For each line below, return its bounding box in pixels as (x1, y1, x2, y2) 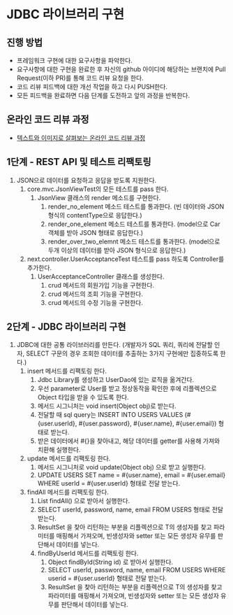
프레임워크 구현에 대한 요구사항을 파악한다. (16, 57, 133, 64)
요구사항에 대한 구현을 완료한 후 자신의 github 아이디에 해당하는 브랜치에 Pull (16, 65, 226, 73)
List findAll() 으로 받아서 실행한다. (37, 497, 130, 505)
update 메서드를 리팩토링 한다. (27, 454, 111, 462)
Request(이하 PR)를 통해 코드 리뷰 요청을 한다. (16, 74, 144, 82)
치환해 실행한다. (37, 446, 81, 454)
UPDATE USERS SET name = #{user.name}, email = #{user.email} (37, 471, 226, 479)
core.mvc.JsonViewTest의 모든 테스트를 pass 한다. (27, 185, 169, 193)
